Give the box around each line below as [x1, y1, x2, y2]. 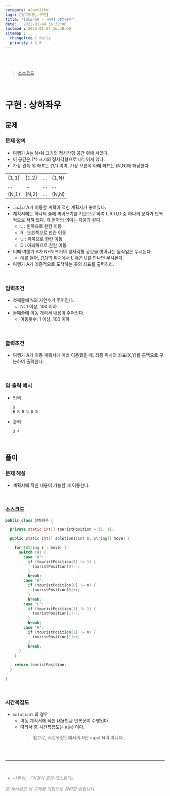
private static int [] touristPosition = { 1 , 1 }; [10, 527, 114, 532]
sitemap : [5, 31, 26, 36]
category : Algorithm [5, 7, 49, 13]
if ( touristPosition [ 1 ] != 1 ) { [27, 606, 96, 612]
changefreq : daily [10, 36, 51, 41]
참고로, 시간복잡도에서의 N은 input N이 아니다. [32, 735, 124, 741]
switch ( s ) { [18, 550, 47, 555]
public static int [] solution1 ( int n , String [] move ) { [10, 536, 130, 541]
